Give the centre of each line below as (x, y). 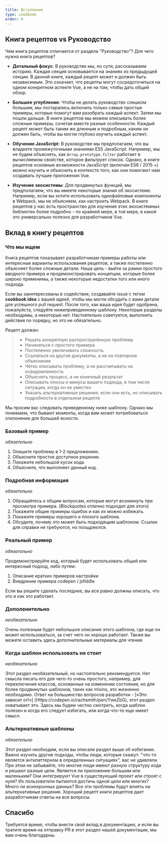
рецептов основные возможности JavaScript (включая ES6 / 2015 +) (85, 165)
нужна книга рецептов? (30, 57)
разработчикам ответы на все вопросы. (48, 797)
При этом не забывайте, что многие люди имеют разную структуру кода (83, 765)
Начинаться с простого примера (60, 345)
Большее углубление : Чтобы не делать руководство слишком (79, 102)
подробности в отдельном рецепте (62, 398)
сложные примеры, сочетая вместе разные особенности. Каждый (83, 124)
